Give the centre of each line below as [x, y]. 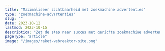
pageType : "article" [26, 37]
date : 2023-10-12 [23, 23]
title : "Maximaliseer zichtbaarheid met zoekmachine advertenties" [76, 9]
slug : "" [14, 18]
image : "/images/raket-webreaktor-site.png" [51, 41]
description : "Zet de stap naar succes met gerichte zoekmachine [73, 32]
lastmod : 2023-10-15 [26, 28]
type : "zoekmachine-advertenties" [41, 14]
